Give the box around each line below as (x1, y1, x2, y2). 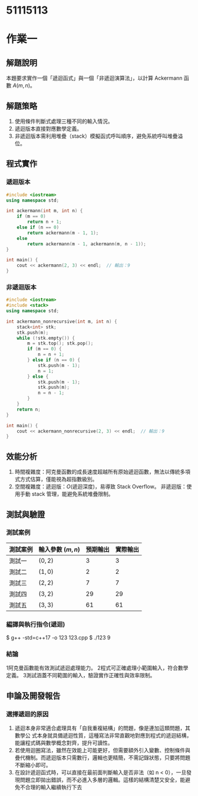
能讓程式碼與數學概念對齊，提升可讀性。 (14, 739, 113, 746)
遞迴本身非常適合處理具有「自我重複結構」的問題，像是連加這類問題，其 (14, 724, 190, 732)
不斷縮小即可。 (14, 762, 51, 769)
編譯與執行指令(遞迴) (6, 620, 65, 628)
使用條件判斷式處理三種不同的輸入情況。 (14, 118, 113, 125)
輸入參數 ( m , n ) (38, 545, 81, 553)
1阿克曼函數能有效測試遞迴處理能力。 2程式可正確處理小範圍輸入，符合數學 (6, 664, 189, 671)
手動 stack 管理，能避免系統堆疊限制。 (19, 490, 114, 498)
